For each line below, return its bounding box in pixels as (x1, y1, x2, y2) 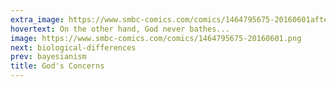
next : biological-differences (10, 42, 137, 53)
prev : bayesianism (10, 52, 87, 62)
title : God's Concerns (10, 61, 105, 71)
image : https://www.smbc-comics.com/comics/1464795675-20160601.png (10, 33, 302, 43)
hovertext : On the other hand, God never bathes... (10, 24, 230, 34)
